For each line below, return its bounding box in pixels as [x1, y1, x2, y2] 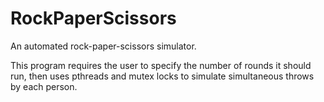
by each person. [10, 80, 78, 92]
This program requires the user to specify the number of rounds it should [10, 59, 312, 71]
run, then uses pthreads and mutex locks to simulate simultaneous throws [10, 70, 315, 82]
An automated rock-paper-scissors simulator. [10, 40, 197, 52]
